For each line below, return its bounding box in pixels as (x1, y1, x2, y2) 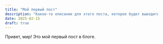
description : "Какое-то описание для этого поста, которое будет (5, 12, 140, 16)
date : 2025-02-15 (5, 16, 40, 21)
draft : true (5, 20, 29, 26)
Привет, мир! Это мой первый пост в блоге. (5, 34, 96, 40)
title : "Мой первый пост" (5, 7, 57, 12)
